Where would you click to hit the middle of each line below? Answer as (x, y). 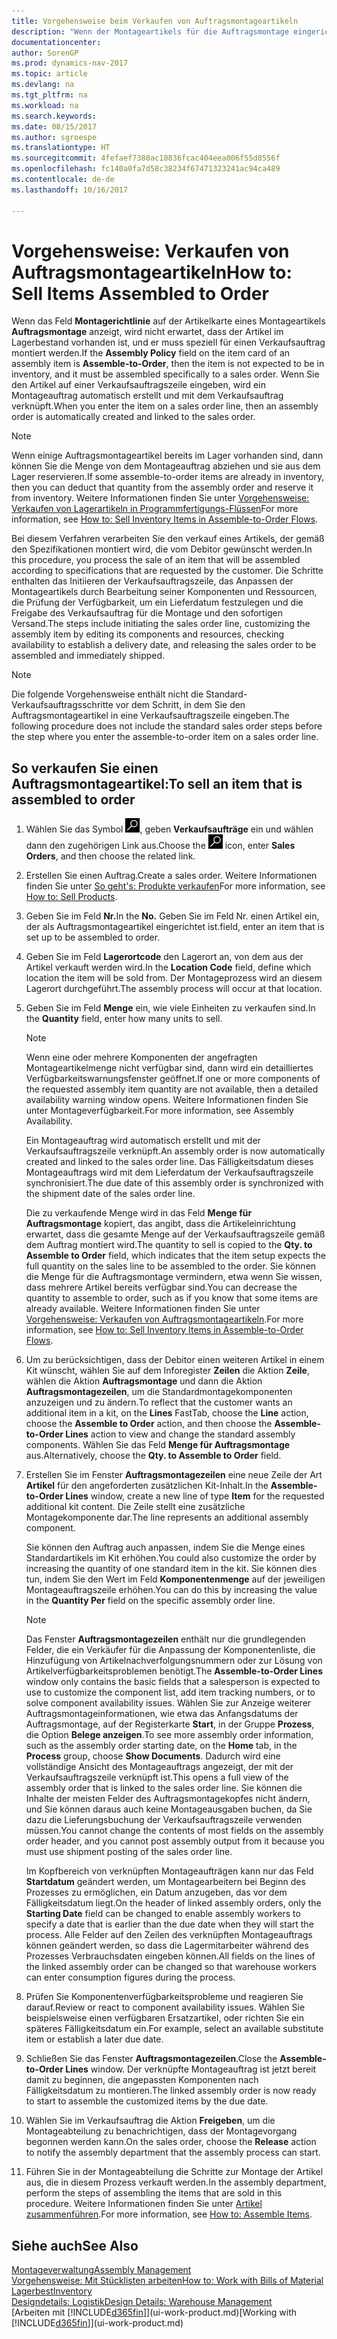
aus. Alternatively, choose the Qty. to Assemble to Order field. (153, 1456)
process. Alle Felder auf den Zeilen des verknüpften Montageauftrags (169, 1935)
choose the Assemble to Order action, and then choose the (149, 1424)
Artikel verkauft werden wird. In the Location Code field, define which (168, 967)
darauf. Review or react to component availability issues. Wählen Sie (165, 2007)
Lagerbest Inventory (52, 2291)
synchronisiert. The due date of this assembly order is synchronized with (174, 1183)
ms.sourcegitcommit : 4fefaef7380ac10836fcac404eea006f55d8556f (146, 158)
